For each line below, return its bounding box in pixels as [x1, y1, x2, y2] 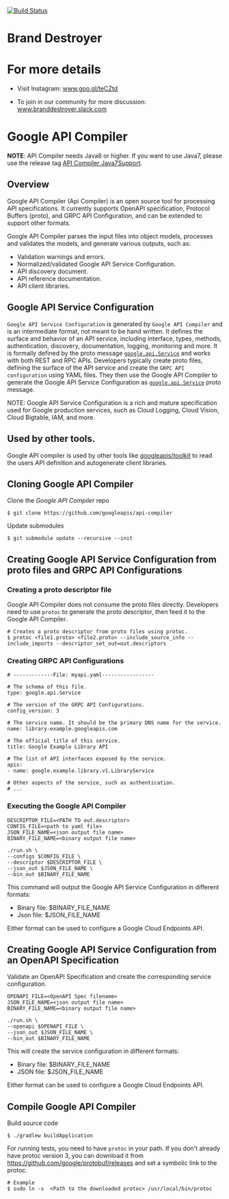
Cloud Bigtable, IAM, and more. [7, 413, 96, 421]
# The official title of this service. [7, 737, 121, 745]
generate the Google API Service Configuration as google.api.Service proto [7, 378, 221, 386]
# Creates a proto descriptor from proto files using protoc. [7, 628, 188, 635]
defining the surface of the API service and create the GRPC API [7, 363, 185, 371]
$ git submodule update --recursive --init [7, 535, 133, 542]
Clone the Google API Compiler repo [7, 497, 109, 505]
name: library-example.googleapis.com [7, 726, 118, 732]
